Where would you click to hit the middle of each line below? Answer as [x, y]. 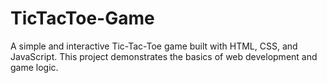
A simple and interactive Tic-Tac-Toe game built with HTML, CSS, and [154, 46]
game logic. [34, 67]
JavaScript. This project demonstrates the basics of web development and [164, 56]
